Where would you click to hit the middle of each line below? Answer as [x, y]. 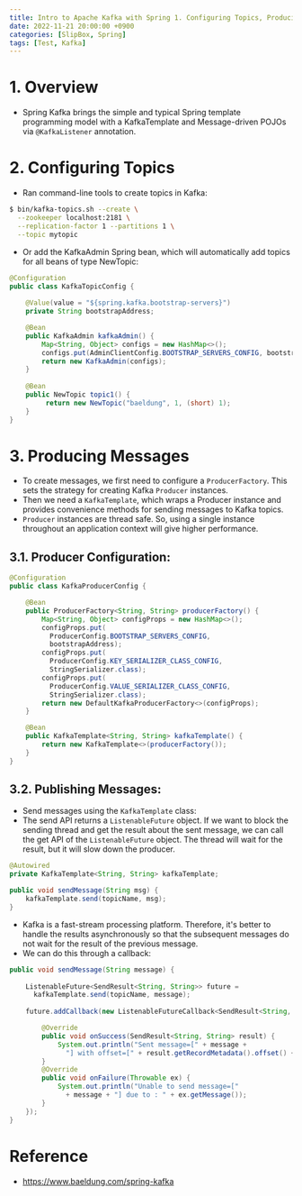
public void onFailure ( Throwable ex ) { [116, 1078]
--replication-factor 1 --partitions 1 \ [96, 226]
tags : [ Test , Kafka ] [48, 43]
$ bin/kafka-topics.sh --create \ [74, 210]
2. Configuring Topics [92, 168]
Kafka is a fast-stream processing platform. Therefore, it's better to [147, 924]
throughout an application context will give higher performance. [140, 529]
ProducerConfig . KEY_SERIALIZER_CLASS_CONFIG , [136, 662]
